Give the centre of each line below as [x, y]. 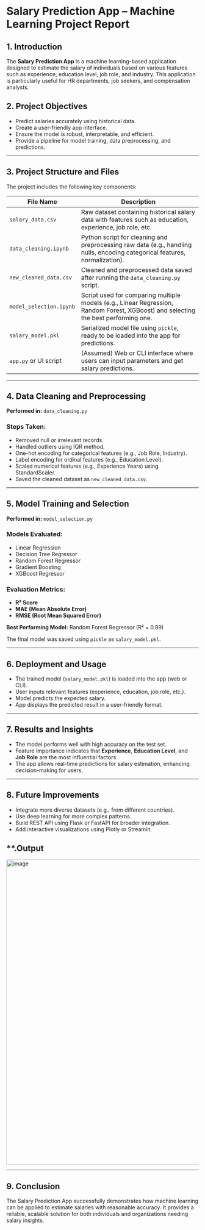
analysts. [18, 87]
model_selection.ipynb [42, 306]
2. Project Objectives [47, 106]
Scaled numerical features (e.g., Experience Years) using [87, 466]
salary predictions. [107, 368]
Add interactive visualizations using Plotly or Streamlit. [84, 829]
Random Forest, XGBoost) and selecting [138, 310]
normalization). [103, 260]
